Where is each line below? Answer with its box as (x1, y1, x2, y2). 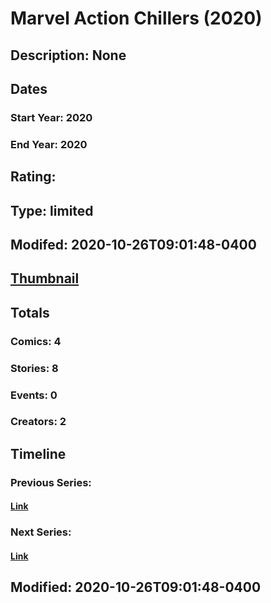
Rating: (10, 168, 57, 186)
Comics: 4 (10, 334, 62, 348)
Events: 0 (10, 388, 58, 402)
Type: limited (10, 202, 94, 219)
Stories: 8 (10, 361, 59, 375)
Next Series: (10, 525, 72, 539)
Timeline (10, 445, 67, 462)
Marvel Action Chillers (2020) (10, 7, 263, 30)
